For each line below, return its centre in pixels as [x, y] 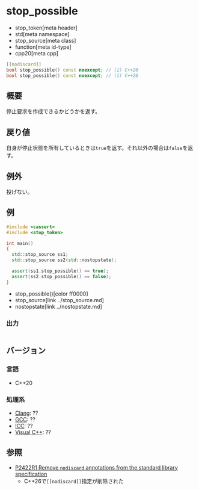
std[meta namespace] [42, 34]
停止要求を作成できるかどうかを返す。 [54, 111]
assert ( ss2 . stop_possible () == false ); [62, 276]
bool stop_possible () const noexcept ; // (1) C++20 [72, 70]
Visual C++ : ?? [33, 432]
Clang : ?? [26, 413]
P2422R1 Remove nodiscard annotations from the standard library [96, 467]
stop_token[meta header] [46, 28]
